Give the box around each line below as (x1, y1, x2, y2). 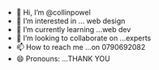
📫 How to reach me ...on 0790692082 (15, 43, 146, 51)
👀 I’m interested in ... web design (15, 16, 126, 26)
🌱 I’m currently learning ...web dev (15, 25, 131, 34)
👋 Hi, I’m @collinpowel (15, 8, 91, 17)
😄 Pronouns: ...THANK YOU (15, 54, 111, 64)
